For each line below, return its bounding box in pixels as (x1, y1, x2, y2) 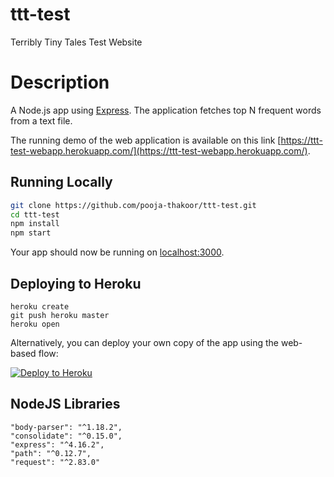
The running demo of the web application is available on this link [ (10, 134, 282, 146)
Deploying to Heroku (10, 275, 142, 292)
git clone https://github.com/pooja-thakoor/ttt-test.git (10, 200, 257, 210)
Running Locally (10, 174, 113, 191)
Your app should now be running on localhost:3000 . (10, 246, 225, 258)
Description (10, 71, 110, 94)
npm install (10, 219, 60, 229)
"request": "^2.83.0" (10, 457, 101, 467)
